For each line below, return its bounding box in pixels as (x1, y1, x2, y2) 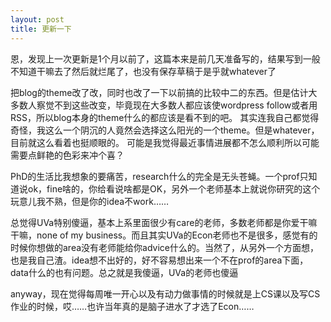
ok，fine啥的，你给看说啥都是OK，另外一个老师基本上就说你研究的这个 (27, 182, 321, 195)
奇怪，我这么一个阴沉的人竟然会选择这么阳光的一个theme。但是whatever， (10, 124, 320, 136)
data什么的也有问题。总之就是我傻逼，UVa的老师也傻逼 (10, 266, 239, 278)
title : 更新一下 (10, 24, 72, 34)
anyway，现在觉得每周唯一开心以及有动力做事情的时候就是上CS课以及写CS (10, 287, 321, 300)
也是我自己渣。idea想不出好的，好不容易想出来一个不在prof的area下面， (10, 254, 309, 266)
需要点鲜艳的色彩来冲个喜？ (10, 149, 125, 161)
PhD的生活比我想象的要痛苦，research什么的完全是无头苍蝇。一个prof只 (10, 170, 309, 182)
